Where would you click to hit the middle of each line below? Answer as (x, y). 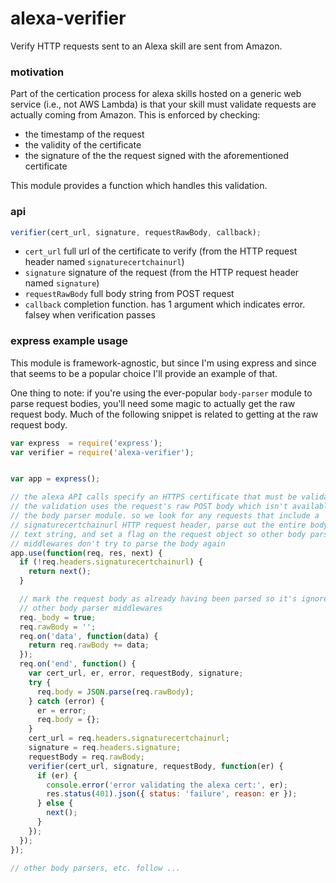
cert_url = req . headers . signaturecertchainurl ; (129, 738)
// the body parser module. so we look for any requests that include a (165, 516)
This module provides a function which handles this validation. (139, 186)
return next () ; (60, 572)
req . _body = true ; (58, 617)
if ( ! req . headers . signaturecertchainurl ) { (111, 562)
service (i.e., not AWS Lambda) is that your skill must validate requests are (163, 104)
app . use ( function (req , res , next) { (86, 553)
